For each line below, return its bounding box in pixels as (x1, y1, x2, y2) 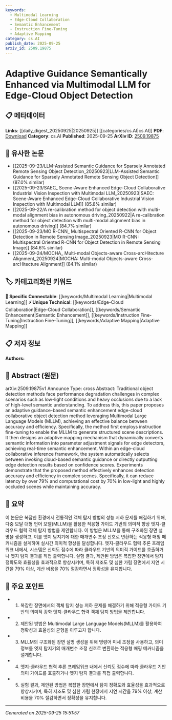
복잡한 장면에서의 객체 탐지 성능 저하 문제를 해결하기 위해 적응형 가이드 (20, 602, 161, 608)
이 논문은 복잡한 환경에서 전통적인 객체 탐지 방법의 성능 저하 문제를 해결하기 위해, (5, 514, 166, 520)
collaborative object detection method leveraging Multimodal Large (5, 413, 147, 419)
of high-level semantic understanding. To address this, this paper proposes (5, 401, 164, 408)
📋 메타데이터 (5, 111, 45, 120)
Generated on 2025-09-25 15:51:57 (5, 709, 80, 716)
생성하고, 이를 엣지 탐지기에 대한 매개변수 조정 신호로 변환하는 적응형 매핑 (14, 533, 161, 539)
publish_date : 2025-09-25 (5, 41, 60, 46)
